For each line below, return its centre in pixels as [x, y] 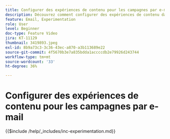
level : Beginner [22, 29]
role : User [17, 24]
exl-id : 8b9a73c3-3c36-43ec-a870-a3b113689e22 [55, 48]
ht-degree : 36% [21, 66]
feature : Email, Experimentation [40, 19]
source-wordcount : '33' [30, 62]
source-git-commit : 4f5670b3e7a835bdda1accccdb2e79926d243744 [72, 52]
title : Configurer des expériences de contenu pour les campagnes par [81, 10]
